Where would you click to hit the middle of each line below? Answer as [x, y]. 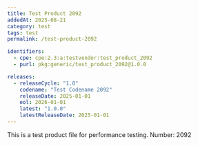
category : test [29, 26]
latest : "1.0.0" [43, 109]
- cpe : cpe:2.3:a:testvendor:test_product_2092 [83, 58]
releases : [21, 76]
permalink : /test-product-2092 [52, 39]
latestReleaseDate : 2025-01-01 [65, 115]
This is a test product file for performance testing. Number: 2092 [99, 134]
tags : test [23, 33]
